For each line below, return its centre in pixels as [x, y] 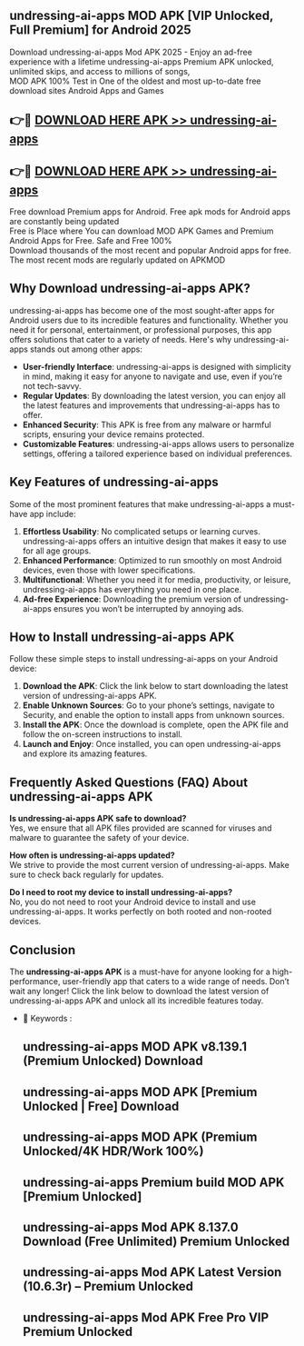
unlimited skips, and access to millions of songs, [100, 71]
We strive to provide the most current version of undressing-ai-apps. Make [150, 865]
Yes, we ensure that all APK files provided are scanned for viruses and [141, 828]
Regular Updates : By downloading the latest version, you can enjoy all [154, 395]
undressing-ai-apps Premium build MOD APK [153, 1182]
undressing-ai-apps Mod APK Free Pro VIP [146, 1317]
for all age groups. [57, 551]
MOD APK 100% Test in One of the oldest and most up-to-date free [135, 81]
